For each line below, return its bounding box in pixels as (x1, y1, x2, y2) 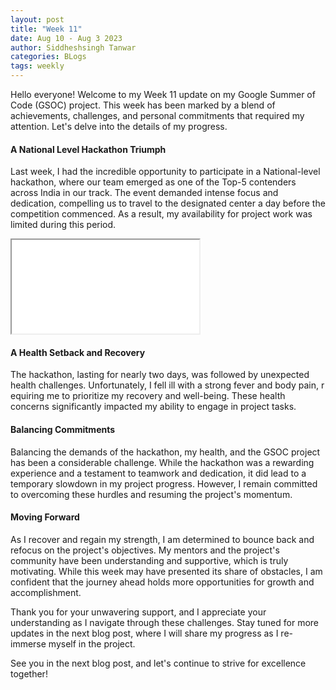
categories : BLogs (10, 52, 87, 62)
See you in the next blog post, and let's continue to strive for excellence (10, 657, 307, 669)
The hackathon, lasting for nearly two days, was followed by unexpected (10, 369, 310, 381)
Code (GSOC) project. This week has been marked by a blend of (10, 99, 276, 111)
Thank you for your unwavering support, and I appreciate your (10, 606, 267, 618)
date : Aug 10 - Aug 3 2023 (10, 33, 123, 43)
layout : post (10, 14, 65, 25)
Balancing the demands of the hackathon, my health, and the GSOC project (10, 446, 321, 458)
